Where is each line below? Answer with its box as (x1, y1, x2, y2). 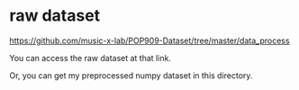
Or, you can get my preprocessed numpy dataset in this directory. (9, 69, 253, 81)
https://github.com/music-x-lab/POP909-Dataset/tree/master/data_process (9, 35, 290, 46)
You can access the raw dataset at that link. (9, 52, 171, 63)
